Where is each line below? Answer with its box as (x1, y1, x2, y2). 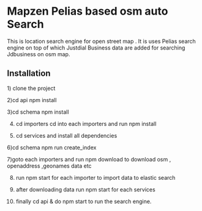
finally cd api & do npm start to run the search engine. (15, 198, 152, 205)
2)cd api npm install (7, 96, 57, 103)
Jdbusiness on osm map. (7, 50, 70, 57)
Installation (7, 68, 51, 79)
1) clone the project (7, 84, 56, 92)
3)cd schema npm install (7, 108, 69, 116)
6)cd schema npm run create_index (7, 144, 97, 151)
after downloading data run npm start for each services (15, 185, 155, 193)
